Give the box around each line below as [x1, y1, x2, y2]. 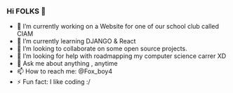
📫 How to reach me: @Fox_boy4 [16, 67, 113, 76]
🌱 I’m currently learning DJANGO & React [16, 37, 136, 45]
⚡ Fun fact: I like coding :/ [16, 78, 91, 86]
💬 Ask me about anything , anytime [16, 59, 118, 68]
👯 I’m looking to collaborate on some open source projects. [16, 45, 187, 53]
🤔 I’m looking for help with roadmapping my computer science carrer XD [16, 52, 227, 60]
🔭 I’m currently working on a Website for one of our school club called [16, 22, 219, 31]
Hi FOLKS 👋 [6, 6, 46, 16]
